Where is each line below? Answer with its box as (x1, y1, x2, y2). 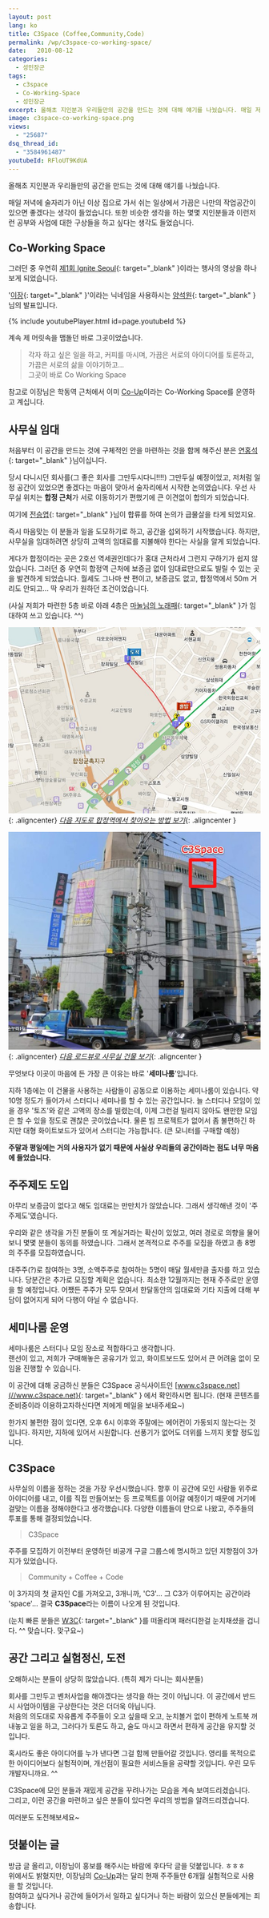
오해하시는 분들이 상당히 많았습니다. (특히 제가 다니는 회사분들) (8, 1674, 204, 1683)
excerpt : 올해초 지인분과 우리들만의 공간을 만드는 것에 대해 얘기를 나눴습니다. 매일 (8, 106, 252, 114)
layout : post (8, 13, 52, 21)
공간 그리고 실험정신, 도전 (8, 1651, 126, 1665)
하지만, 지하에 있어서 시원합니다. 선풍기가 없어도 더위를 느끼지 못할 (31, 1428, 239, 1437)
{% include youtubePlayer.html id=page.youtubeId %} (8, 316, 187, 326)
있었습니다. (22, 1556, 58, 1566)
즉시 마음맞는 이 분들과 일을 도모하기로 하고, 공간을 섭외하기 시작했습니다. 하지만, (8, 527, 260, 537)
